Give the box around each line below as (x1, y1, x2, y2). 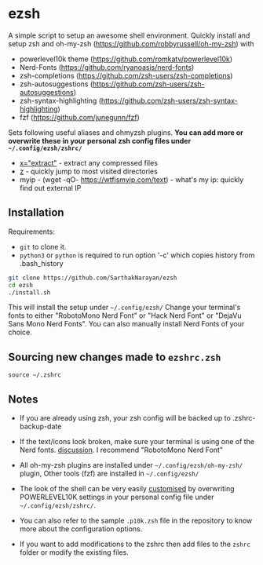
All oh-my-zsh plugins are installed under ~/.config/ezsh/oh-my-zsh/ (19, 461, 243, 469)
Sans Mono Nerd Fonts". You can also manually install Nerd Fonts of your (8, 319, 245, 329)
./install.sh (8, 288, 51, 297)
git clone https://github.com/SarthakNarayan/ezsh (8, 274, 177, 282)
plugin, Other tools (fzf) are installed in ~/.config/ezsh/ (19, 468, 199, 478)
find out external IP (19, 183, 82, 192)
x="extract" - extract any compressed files (19, 158, 159, 167)
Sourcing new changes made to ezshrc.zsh (8, 350, 221, 363)
